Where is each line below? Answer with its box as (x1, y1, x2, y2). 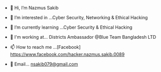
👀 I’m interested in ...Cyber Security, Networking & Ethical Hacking (10, 15, 148, 20)
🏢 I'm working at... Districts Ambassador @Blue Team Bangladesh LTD (10, 34, 156, 40)
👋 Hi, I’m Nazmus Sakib (10, 5, 59, 11)
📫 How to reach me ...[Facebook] (10, 44, 81, 50)
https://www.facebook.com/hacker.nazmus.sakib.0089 (10, 51, 125, 57)
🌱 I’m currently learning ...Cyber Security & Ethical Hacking (10, 24, 133, 30)
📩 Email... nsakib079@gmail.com (10, 61, 78, 67)
